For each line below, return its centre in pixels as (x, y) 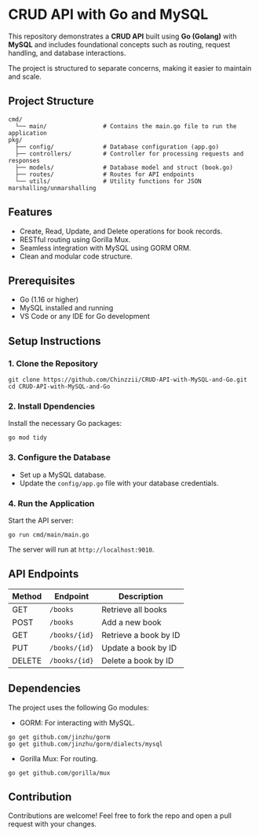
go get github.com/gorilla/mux (59, 773)
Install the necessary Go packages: (65, 423)
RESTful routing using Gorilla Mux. (75, 239)
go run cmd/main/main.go (49, 535)
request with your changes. (52, 824)
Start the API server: (41, 520)
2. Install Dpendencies (52, 406)
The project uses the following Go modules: (78, 707)
